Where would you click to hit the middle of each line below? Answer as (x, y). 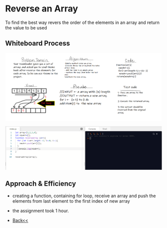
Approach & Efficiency (41, 184)
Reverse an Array (42, 9)
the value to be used (26, 27)
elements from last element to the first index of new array (71, 201)
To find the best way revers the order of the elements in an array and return (83, 22)
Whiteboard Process (38, 44)
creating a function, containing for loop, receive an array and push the (84, 196)
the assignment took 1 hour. (41, 211)
